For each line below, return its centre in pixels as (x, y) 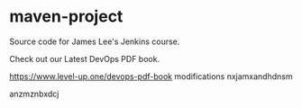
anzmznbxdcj (34, 94)
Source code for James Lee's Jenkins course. (95, 41)
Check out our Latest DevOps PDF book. (85, 58)
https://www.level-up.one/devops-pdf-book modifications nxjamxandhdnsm (151, 76)
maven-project (66, 17)
